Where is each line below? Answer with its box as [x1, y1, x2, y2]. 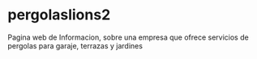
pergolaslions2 [7, 6, 111, 24]
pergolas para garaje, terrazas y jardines [7, 40, 143, 50]
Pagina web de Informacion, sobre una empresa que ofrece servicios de [7, 32, 249, 42]
